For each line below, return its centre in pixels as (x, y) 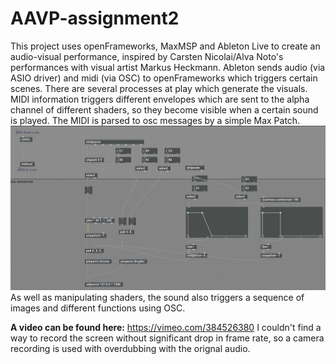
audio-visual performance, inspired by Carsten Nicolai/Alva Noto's (147, 56)
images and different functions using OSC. (98, 308)
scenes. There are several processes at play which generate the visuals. (159, 88)
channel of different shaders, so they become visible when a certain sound (164, 109)
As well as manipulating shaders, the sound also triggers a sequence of (157, 298)
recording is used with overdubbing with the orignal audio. (130, 349)
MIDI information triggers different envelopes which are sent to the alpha (160, 99)
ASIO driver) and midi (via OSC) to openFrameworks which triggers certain (164, 78)
